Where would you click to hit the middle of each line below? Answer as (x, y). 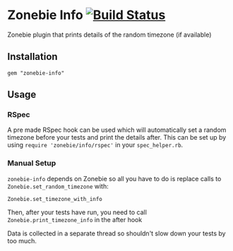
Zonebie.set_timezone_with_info (55, 199)
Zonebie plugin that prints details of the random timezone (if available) (109, 35)
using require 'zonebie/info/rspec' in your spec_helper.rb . (95, 145)
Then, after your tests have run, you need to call (77, 212)
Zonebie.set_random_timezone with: (58, 186)
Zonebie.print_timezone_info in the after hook (75, 219)
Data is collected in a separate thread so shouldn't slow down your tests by (116, 233)
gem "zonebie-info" (36, 73)
